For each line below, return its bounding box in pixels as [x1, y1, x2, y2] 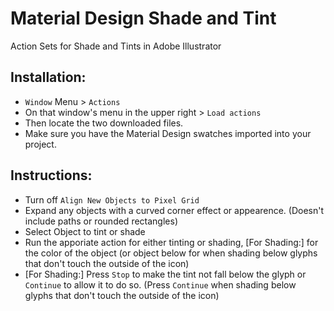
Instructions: [10, 167, 93, 184]
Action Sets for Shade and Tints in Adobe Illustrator [10, 40, 222, 52]
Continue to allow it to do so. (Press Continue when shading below [24, 278, 297, 291]
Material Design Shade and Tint [10, 7, 277, 30]
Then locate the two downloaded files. [24, 117, 184, 129]
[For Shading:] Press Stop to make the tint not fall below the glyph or [24, 268, 307, 280]
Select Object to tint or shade [24, 225, 146, 237]
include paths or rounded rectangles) [24, 215, 178, 227]
